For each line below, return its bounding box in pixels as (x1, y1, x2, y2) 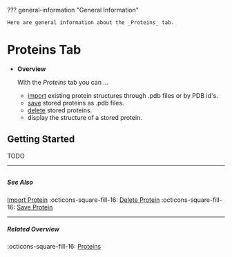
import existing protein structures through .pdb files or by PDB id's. (27, 91, 219, 99)
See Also (7, 178, 33, 187)
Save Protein (17, 203, 53, 211)
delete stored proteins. (27, 106, 93, 114)
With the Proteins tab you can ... (17, 78, 109, 86)
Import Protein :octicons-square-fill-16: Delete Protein (7, 196, 160, 204)
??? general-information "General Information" (7, 6, 139, 14)
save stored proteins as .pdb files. (27, 99, 124, 107)
